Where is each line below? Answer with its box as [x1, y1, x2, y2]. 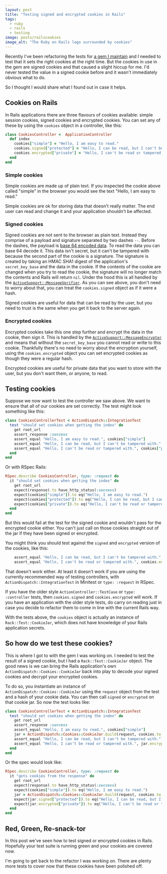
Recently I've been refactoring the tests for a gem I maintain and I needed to [5, 53, 161, 59]
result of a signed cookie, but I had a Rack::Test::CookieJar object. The [5, 657, 153, 663]
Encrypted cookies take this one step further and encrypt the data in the [5, 329, 153, 335]
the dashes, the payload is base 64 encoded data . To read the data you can [5, 242, 160, 249]
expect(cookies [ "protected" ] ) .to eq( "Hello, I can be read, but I [14, 497, 155, 502]
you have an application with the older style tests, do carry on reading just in [5, 599, 162, 605]
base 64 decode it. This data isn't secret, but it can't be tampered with [5, 248, 150, 254]
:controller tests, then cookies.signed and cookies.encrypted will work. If [5, 594, 158, 600]
